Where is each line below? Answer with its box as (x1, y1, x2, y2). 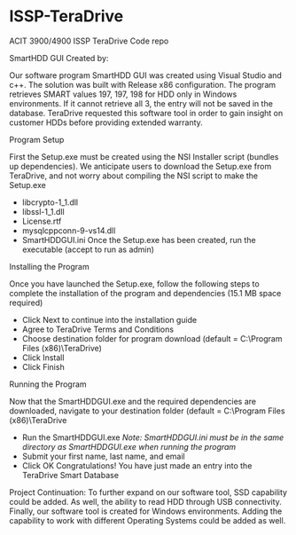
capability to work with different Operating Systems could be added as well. (9, 515, 286, 525)
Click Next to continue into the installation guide (21, 314, 198, 325)
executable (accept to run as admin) (21, 244, 155, 255)
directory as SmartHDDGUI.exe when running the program (21, 441, 237, 452)
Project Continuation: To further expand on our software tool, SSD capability (9, 486, 288, 498)
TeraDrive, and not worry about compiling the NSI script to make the (9, 170, 259, 181)
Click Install (21, 352, 65, 363)
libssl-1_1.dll (21, 206, 65, 216)
